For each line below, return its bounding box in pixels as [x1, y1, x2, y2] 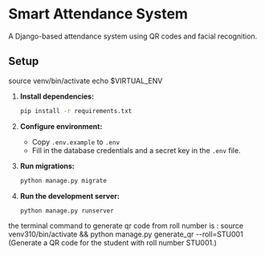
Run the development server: [19, 191, 120, 200]
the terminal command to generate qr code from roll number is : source [8, 221, 243, 231]
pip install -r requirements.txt [19, 107, 132, 115]
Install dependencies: [19, 91, 95, 101]
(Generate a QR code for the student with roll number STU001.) [8, 238, 217, 248]
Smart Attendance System [8, 5, 189, 23]
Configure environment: [19, 121, 103, 131]
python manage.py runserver [19, 206, 114, 215]
